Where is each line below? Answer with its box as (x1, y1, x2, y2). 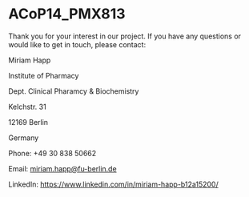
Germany (8, 133, 39, 143)
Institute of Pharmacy (8, 70, 79, 80)
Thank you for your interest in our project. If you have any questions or (8, 31, 242, 41)
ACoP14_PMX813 (8, 5, 126, 23)
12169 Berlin (8, 117, 49, 127)
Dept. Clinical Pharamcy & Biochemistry (8, 86, 139, 96)
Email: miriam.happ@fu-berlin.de (8, 163, 118, 173)
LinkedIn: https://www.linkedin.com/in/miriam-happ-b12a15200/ (8, 179, 219, 189)
